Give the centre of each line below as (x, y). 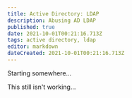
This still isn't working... (42, 87)
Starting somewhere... (40, 73)
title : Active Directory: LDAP (53, 14)
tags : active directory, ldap (52, 40)
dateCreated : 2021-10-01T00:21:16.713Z (66, 54)
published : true (31, 27)
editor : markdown (33, 47)
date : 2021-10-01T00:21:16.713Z (55, 33)
